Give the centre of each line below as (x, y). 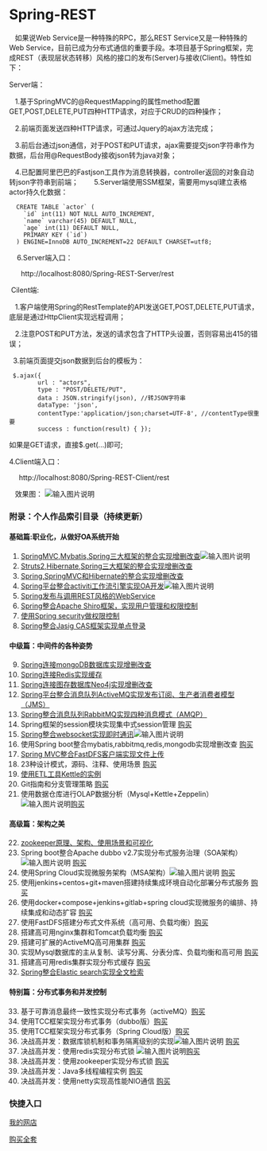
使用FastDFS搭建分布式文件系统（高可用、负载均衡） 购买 (114, 923)
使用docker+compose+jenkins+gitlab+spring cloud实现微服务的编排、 (135, 903)
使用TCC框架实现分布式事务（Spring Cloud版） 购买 (105, 1031)
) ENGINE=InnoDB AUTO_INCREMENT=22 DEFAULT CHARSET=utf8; (114, 242)
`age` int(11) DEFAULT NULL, (72, 228)
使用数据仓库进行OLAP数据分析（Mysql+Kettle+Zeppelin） (117, 794)
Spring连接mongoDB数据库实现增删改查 (86, 665)
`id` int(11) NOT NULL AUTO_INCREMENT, (89, 214)
